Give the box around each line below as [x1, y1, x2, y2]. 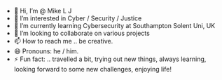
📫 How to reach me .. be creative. [13, 37, 113, 45]
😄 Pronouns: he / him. [13, 47, 79, 55]
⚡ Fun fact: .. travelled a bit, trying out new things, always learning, [13, 55, 207, 63]
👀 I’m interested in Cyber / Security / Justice [13, 14, 142, 22]
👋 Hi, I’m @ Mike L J [13, 7, 72, 15]
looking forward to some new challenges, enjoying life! [13, 65, 172, 73]
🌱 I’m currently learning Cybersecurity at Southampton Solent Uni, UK [13, 22, 216, 29]
